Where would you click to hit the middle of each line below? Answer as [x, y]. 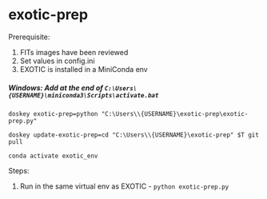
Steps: [19, 170]
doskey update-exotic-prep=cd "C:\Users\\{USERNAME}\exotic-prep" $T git [134, 135]
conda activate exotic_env [53, 156]
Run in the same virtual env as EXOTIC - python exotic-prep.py [124, 186]
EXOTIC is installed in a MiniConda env [84, 69]
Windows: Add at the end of [56, 88]
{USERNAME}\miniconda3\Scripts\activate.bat [84, 95]
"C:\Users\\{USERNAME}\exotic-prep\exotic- [175, 113]
